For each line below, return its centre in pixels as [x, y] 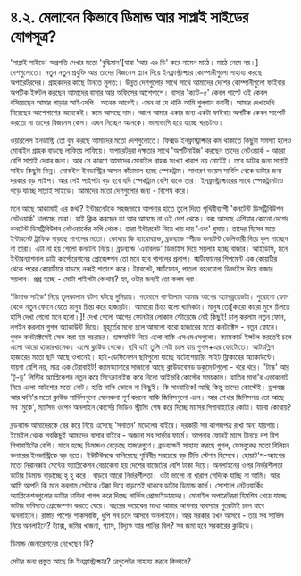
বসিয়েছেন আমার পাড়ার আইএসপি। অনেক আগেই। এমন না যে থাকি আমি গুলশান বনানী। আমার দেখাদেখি [142, 102]
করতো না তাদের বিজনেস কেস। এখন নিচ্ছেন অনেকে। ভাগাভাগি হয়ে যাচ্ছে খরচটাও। [117, 122]
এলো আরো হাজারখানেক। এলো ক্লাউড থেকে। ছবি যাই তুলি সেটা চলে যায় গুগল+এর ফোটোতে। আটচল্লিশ [142, 346]
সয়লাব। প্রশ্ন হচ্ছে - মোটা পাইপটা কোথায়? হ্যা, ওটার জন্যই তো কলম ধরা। [105, 279]
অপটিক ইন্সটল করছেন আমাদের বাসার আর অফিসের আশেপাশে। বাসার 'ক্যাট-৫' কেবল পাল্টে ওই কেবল [139, 92]
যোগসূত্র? [33, 37]
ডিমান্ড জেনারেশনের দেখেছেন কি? [52, 543]
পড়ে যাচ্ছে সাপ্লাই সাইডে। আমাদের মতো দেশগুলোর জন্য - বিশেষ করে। [100, 190]
